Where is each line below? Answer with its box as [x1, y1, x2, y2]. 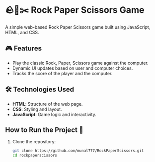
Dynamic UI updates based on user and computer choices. [12, 65, 133, 71]
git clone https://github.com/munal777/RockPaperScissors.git [12, 148, 144, 154]
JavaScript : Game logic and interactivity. [12, 111, 96, 117]
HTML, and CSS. [5, 29, 39, 35]
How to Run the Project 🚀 [5, 125, 83, 134]
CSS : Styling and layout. [12, 106, 62, 112]
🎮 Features [5, 44, 42, 53]
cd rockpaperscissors [12, 153, 57, 158]
